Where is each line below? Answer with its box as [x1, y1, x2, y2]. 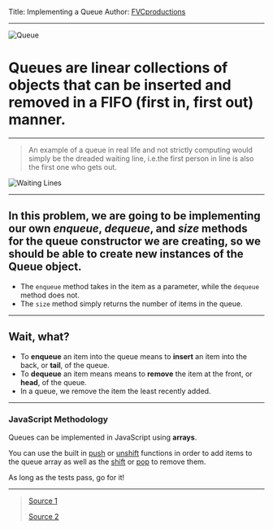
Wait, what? [8, 330, 71, 344]
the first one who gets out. [28, 162, 118, 171]
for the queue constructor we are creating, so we [8, 235, 262, 249]
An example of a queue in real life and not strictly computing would [28, 145, 253, 154]
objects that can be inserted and [8, 76, 232, 94]
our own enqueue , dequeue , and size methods [8, 222, 248, 236]
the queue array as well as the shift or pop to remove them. [8, 457, 206, 466]
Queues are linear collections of [8, 59, 228, 77]
